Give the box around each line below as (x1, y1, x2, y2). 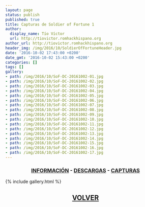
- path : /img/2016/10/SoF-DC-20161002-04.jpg (5, 88, 103, 94)
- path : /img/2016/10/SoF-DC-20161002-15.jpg (5, 141, 103, 146)
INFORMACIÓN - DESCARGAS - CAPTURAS (31, 167, 140, 174)
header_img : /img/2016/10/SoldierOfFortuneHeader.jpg (5, 45, 122, 51)
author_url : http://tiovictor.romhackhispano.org (5, 41, 113, 46)
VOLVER (72, 193, 99, 202)
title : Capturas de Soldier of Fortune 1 (5, 21, 95, 27)
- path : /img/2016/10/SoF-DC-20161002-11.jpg (5, 121, 103, 127)
